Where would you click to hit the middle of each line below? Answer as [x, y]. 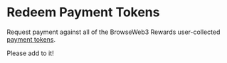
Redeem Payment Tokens [83, 12]
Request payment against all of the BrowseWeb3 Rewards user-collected [114, 32]
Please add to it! [30, 53]
